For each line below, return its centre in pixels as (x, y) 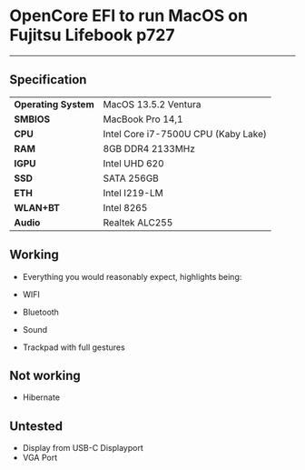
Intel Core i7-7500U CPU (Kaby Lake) (185, 134)
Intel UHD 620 (134, 163)
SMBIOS (32, 119)
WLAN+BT (37, 207)
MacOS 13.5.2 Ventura (152, 104)
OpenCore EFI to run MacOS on (128, 16)
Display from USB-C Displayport (83, 448)
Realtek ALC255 (138, 222)
